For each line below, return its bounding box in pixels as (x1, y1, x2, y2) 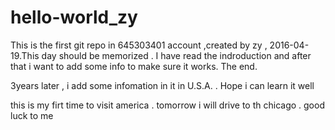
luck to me (10, 109, 54, 121)
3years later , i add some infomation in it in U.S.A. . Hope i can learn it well (10, 79, 315, 91)
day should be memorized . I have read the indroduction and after (41, 49, 312, 61)
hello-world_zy (10, 6, 138, 29)
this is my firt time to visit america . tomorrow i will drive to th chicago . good (10, 99, 325, 111)
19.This (10, 49, 40, 61)
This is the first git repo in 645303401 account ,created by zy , (10, 39, 268, 51)
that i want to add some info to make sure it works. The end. (10, 60, 258, 72)
